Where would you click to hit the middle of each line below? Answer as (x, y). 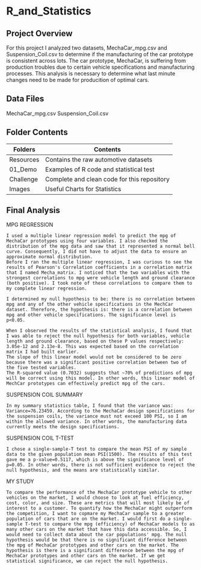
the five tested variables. (42, 368)
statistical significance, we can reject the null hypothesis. (87, 561)
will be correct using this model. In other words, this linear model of (101, 378)
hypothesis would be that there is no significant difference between (97, 540)
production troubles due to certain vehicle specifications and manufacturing (100, 67)
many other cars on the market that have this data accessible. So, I (97, 530)
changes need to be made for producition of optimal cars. (78, 80)
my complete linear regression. (47, 289)
